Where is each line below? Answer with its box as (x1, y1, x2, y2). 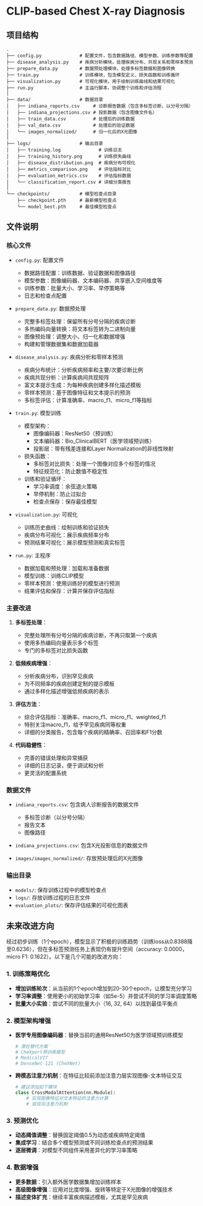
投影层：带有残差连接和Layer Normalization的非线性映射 (33, 445, 174, 452)
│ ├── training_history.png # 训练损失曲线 (6, 153, 131, 159)
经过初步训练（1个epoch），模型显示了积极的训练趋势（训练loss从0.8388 (6, 938, 188, 946)
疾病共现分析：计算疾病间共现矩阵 (24, 374, 110, 381)
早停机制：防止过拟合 (33, 490, 87, 497)
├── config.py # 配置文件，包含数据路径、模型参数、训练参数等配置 (6, 53, 193, 59)
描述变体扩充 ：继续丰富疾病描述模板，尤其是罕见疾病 (15, 1193, 148, 1201)
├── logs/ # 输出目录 (6, 141, 104, 147)
